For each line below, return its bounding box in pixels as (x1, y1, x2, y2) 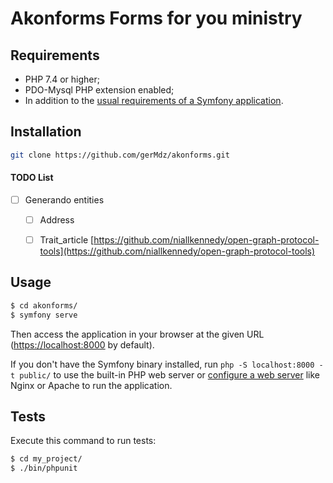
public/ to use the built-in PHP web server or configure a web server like (19, 368, 321, 381)
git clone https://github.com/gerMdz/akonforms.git (10, 150, 230, 160)
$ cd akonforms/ (10, 300, 78, 311)
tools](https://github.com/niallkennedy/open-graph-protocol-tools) (39, 245, 316, 257)
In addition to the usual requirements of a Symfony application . (24, 95, 284, 106)
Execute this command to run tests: (10, 435, 157, 447)
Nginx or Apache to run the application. (10, 379, 173, 391)
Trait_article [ (39, 234, 95, 246)
